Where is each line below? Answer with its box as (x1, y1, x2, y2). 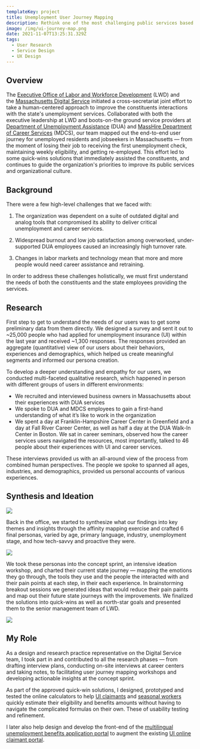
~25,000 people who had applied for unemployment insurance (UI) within (6, 331, 187, 339)
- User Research (11, 42, 52, 48)
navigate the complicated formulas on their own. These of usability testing (6, 705, 189, 713)
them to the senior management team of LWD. (6, 605, 120, 612)
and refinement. (6, 711, 46, 718)
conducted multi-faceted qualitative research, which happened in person (6, 374, 186, 382)
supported (14, 243, 41, 250)
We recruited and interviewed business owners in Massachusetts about (14, 392, 191, 400)
